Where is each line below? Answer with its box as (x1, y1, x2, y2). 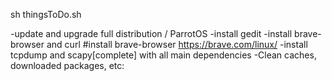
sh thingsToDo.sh (10, 9, 82, 20)
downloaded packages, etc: (10, 60, 125, 71)
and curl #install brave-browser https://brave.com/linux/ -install (46, 39, 308, 50)
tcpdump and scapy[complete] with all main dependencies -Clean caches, (10, 49, 317, 61)
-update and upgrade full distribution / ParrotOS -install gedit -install (10, 28, 293, 39)
